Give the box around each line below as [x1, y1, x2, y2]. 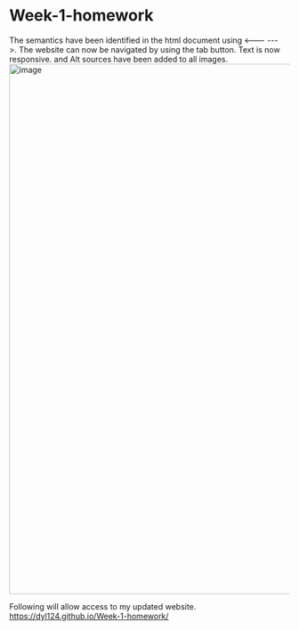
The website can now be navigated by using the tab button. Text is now [19, 44, 280, 54]
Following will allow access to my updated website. [9, 601, 197, 611]
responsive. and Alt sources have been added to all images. [9, 53, 229, 64]
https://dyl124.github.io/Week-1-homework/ [9, 610, 169, 621]
